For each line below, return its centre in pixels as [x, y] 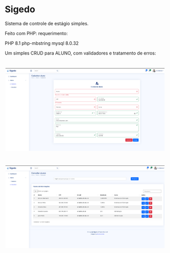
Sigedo [20, 9]
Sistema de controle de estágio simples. [47, 23]
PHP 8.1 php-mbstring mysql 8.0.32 [42, 43]
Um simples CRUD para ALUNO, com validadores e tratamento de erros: [80, 53]
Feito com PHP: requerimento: [36, 33]
